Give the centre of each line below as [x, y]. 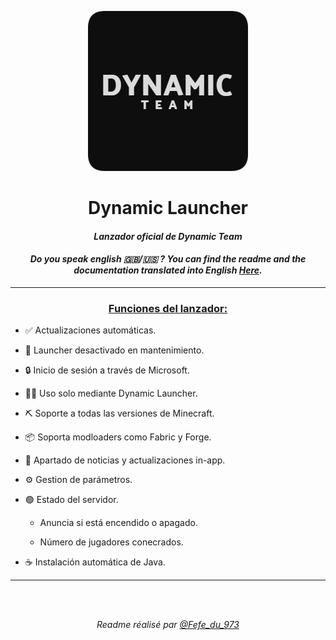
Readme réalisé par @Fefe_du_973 [168, 625]
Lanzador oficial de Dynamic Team [168, 236]
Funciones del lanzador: [168, 308]
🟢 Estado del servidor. [71, 500]
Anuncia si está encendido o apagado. [118, 523]
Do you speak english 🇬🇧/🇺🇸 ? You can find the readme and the [168, 259]
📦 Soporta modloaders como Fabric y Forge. [118, 437]
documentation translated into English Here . [168, 270]
